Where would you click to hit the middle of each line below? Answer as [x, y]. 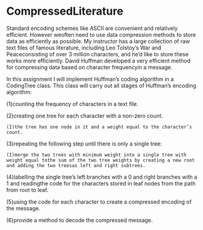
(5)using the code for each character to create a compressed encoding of [99, 202]
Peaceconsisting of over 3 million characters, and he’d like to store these [98, 54]
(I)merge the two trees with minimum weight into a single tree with [97, 155]
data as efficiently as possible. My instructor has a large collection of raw [98, 41]
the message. [23, 208]
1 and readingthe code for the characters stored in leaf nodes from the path [101, 183]
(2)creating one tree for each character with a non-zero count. [85, 116]
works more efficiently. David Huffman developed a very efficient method [98, 61]
